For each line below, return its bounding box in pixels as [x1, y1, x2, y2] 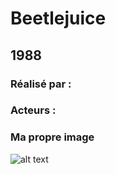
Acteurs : [10, 103, 57, 117]
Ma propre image [10, 130, 95, 144]
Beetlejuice [10, 7, 107, 30]
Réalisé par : [10, 77, 72, 91]
